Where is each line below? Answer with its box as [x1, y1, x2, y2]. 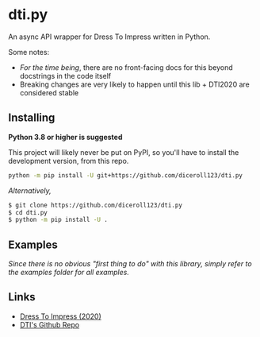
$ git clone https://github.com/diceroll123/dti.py [8, 201, 182, 209]
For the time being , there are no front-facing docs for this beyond [19, 62, 234, 72]
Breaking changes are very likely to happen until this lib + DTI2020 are [19, 79, 250, 89]
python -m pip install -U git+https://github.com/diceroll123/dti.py [8, 171, 243, 180]
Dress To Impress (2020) [19, 312, 101, 321]
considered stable [19, 87, 79, 97]
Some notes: [8, 47, 50, 56]
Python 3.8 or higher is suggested [8, 132, 123, 141]
